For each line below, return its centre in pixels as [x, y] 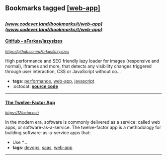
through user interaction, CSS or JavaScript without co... [63, 71]
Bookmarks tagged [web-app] [53, 8]
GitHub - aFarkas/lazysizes [34, 41]
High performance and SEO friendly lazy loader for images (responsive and [82, 61]
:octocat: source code [35, 86]
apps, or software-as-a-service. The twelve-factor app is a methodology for [83, 127]
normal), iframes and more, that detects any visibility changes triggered [79, 66]
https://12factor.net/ [22, 113]
